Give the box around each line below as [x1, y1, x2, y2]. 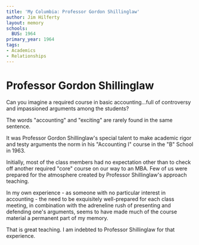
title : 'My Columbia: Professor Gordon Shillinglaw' [6, 8, 140, 15]
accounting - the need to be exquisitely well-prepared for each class [6, 195, 175, 203]
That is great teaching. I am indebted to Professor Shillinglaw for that [6, 226, 175, 233]
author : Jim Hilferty [6, 14, 60, 20]
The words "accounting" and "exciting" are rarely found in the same [6, 116, 173, 123]
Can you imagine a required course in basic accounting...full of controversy [6, 98, 191, 106]
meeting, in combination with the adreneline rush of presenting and [6, 201, 171, 209]
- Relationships [6, 53, 46, 59]
